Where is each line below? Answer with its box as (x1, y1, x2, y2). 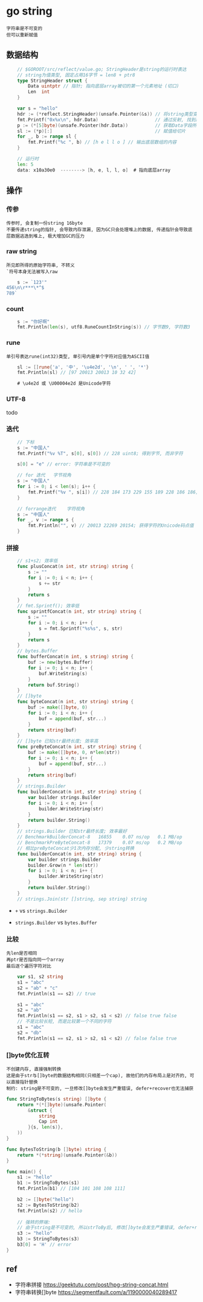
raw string (6, 247, 37, 256)
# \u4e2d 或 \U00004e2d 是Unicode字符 (17, 381, 111, 387)
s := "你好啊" (17, 318, 50, 325)
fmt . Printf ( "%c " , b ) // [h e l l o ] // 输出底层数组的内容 (28, 139, 177, 145)
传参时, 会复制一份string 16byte (6, 220, 83, 227)
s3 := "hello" (17, 1230, 53, 1237)
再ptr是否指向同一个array (6, 956, 65, 963)
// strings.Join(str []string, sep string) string (17, 896, 147, 902)
